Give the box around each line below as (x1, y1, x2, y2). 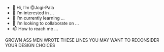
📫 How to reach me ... (12, 26, 58, 31)
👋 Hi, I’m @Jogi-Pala (12, 5, 54, 10)
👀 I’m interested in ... (12, 10, 54, 16)
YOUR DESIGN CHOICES (5, 42, 56, 48)
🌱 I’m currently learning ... (12, 15, 65, 21)
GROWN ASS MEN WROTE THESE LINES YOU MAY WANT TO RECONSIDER (5, 37, 160, 43)
